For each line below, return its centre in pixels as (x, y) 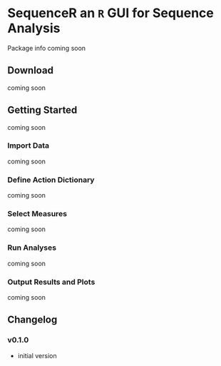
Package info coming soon (47, 48)
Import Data (29, 146)
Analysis (34, 28)
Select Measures (37, 214)
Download (30, 70)
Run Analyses (32, 248)
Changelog (32, 320)
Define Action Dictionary (51, 180)
